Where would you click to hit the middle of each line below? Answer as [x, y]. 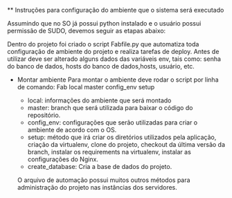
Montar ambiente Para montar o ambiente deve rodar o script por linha [118, 80]
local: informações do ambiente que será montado [99, 100]
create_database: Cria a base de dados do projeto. [100, 166]
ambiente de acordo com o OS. [72, 130]
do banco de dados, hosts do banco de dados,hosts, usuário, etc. [101, 66]
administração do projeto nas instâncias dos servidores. [97, 187]
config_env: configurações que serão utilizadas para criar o [113, 123]
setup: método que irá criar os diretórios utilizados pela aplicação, [122, 137]
